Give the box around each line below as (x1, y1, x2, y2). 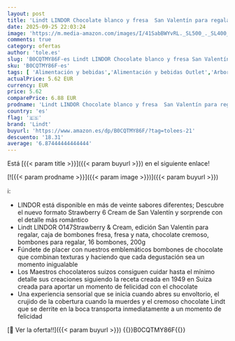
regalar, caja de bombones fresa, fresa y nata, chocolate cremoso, (17, 231, 210, 239)
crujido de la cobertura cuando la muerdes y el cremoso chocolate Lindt (17, 298, 226, 306)
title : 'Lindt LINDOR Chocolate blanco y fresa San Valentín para (7, 17, 208, 24)
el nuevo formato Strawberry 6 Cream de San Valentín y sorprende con (17, 208, 223, 217)
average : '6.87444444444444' (7, 140, 92, 147)
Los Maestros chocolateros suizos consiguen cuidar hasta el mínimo (17, 268, 215, 276)
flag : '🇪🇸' (7, 114, 42, 121)
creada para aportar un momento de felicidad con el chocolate (17, 282, 198, 291)
